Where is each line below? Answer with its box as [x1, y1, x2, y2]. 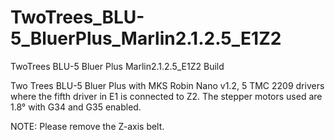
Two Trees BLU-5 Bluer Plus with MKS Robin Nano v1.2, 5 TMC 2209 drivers [10, 79, 325, 91]
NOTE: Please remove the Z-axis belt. [10, 120, 165, 132]
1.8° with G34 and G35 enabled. [10, 101, 142, 113]
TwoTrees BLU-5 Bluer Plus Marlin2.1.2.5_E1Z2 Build [10, 60, 225, 72]
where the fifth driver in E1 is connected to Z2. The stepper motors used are [10, 90, 323, 102]
